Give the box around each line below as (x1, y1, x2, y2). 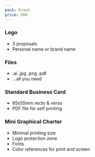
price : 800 (5, 12, 28, 17)
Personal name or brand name (12, 46, 76, 52)
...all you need (12, 76, 42, 82)
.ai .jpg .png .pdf (12, 70, 47, 76)
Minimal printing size (12, 129, 56, 136)
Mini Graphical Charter (5, 118, 62, 125)
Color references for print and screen (12, 146, 90, 152)
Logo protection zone (12, 135, 57, 141)
